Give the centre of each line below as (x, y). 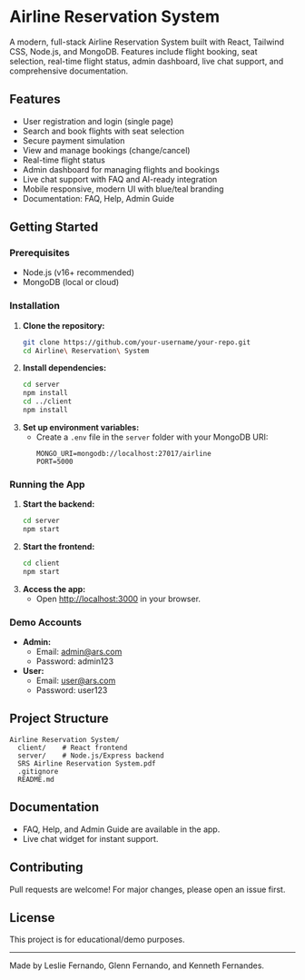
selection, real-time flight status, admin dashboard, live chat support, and (147, 61)
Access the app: (54, 589)
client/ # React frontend (73, 747)
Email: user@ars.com (76, 681)
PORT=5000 (55, 461)
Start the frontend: (59, 547)
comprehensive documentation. (69, 71)
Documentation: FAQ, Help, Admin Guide (98, 198)
